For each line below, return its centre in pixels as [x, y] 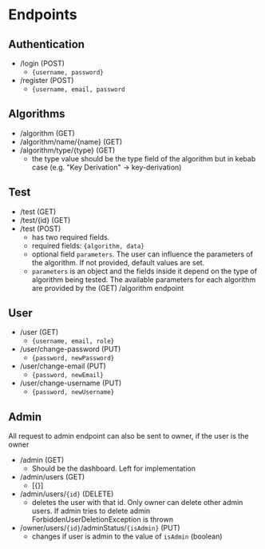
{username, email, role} [73, 341]
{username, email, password [78, 90]
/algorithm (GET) [47, 133]
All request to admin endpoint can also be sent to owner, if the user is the [129, 436]
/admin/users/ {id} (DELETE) [67, 494]
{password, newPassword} [73, 358]
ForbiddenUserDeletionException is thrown [103, 519]
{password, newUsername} [73, 392]
